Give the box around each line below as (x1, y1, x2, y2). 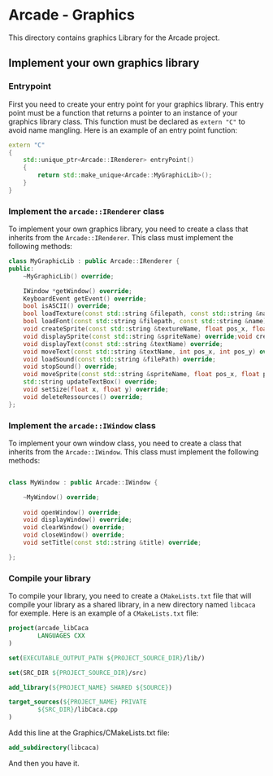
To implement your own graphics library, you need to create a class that (8, 224, 249, 234)
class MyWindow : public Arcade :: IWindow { (8, 478, 158, 486)
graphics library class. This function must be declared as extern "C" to (8, 116, 245, 126)
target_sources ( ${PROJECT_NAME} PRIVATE (8, 698, 148, 706)
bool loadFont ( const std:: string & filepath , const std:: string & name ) (23, 318, 267, 326)
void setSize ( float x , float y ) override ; (23, 385, 169, 394)
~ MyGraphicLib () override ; (23, 272, 115, 280)
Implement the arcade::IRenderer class (8, 205, 165, 217)
